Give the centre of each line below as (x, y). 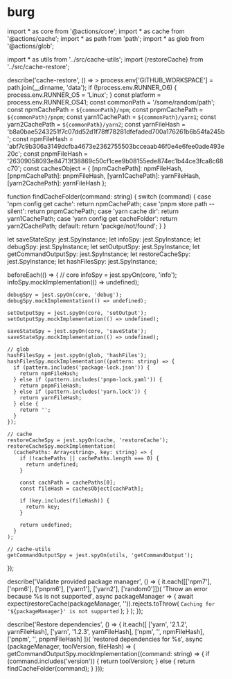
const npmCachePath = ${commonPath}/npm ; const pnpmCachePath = (105, 109)
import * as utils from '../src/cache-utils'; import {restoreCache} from (105, 59)
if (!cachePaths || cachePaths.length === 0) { (89, 458)
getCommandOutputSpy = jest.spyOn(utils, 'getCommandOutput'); (100, 555)
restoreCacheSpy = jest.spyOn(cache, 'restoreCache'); (88, 440)
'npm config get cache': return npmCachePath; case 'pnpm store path (107, 203)
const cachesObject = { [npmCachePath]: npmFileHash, (103, 168)
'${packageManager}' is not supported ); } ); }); (75, 610)
